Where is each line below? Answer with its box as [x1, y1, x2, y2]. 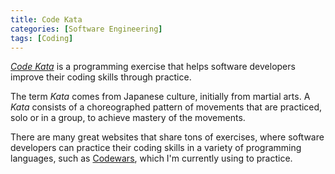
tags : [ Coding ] [10, 33, 74, 43]
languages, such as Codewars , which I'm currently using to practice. [10, 152, 293, 165]
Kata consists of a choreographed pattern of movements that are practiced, [10, 101, 323, 113]
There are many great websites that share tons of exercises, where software [10, 131, 325, 143]
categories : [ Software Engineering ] [10, 24, 163, 34]
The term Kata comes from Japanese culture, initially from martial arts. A [10, 91, 311, 103]
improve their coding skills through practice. [10, 71, 192, 83]
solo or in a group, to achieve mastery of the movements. [10, 112, 246, 124]
